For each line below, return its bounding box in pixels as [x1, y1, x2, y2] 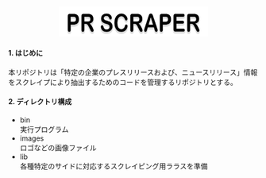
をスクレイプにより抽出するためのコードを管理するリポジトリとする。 [8, 77, 238, 87]
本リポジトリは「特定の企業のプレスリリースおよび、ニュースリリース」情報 [8, 67, 258, 77]
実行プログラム [19, 125, 69, 134]
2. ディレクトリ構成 [8, 97, 72, 106]
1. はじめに [8, 48, 44, 58]
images [19, 133, 44, 143]
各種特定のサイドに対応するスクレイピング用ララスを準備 [19, 161, 208, 171]
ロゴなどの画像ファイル [19, 143, 97, 153]
